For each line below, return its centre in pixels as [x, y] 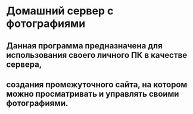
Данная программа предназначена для [84, 46]
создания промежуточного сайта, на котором [97, 84]
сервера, [24, 64]
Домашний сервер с [60, 11]
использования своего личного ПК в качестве [97, 55]
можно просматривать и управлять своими [93, 94]
